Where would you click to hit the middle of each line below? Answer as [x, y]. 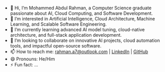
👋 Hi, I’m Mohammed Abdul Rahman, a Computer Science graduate [81, 8]
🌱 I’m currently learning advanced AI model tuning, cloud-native [77, 30]
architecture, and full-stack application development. [66, 35]
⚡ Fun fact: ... [24, 65]
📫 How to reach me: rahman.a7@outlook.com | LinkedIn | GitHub [79, 52]
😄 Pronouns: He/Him [32, 59]
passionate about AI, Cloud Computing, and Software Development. [81, 13]
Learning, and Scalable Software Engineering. [58, 24]
